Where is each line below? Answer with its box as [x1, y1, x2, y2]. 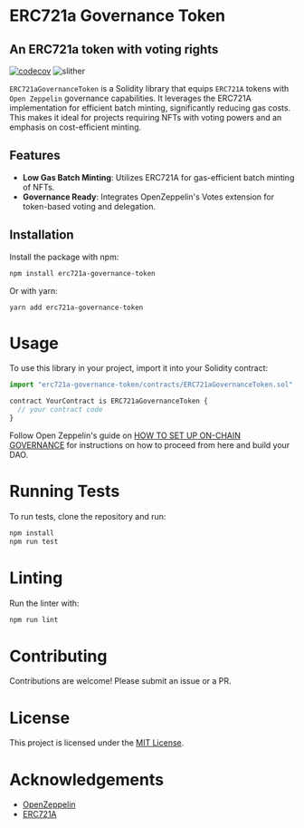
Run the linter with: [9, 598, 80, 609]
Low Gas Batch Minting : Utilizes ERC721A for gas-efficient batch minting [22, 171, 295, 182]
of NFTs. [22, 181, 55, 192]
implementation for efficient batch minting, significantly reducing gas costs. [9, 102, 291, 113]
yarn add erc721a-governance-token [9, 303, 144, 312]
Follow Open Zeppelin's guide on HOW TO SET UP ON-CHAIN [9, 430, 242, 441]
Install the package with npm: [9, 251, 119, 262]
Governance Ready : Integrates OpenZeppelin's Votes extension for [22, 191, 274, 202]
